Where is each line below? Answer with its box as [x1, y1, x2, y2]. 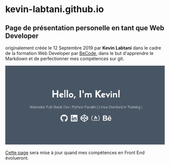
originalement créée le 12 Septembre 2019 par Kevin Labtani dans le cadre [5, 45, 161, 51]
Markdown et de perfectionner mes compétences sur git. [5, 56, 124, 62]
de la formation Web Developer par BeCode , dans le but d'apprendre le [5, 50, 154, 56]
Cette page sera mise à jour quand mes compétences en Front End [5, 150, 145, 156]
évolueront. [5, 155, 29, 161]
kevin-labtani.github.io [5, 4, 104, 15]
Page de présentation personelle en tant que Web [5, 24, 164, 32]
